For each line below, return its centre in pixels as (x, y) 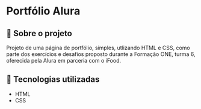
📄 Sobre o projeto (39, 33)
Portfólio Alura (43, 11)
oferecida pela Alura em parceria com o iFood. (64, 61)
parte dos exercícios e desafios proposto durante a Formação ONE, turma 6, (101, 54)
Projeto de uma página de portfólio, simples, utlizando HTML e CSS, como (98, 48)
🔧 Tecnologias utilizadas (53, 79)
